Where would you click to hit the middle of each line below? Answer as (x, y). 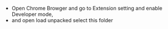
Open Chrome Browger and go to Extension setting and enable (87, 8)
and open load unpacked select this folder (62, 20)
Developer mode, (32, 14)
